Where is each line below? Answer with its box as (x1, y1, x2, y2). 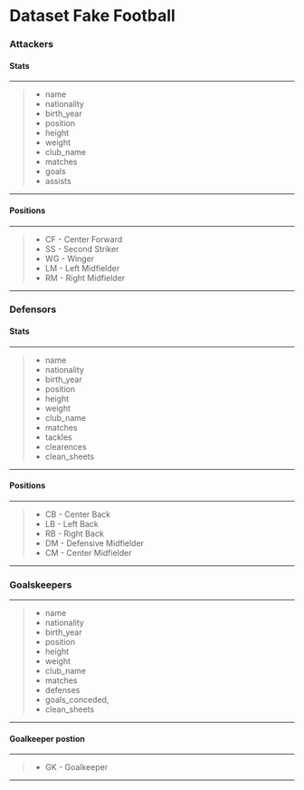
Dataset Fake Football (9, 5, 176, 26)
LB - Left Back (44, 518, 99, 529)
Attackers (9, 38, 54, 51)
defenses (44, 685, 81, 696)
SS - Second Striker (44, 243, 119, 254)
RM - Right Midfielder (44, 272, 126, 283)
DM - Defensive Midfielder (44, 537, 145, 549)
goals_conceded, (44, 695, 109, 706)
